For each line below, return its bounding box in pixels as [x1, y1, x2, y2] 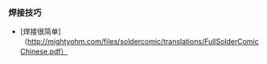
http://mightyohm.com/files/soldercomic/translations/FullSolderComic [27, 37, 259, 46]
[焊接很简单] [19, 26, 62, 37]
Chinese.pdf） [19, 46, 68, 57]
